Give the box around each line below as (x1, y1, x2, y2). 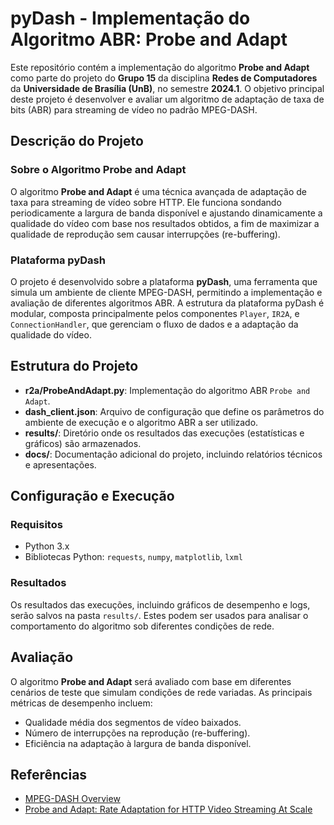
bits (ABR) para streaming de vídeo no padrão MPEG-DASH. (10, 103, 258, 116)
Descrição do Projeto (10, 133, 144, 150)
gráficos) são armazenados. (24, 437, 142, 449)
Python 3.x (24, 540, 70, 552)
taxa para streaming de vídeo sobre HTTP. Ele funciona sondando (10, 196, 282, 208)
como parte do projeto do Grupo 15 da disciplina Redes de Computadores (10, 72, 318, 84)
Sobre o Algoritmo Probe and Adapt (10, 163, 187, 177)
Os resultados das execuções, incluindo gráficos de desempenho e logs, (10, 598, 311, 611)
